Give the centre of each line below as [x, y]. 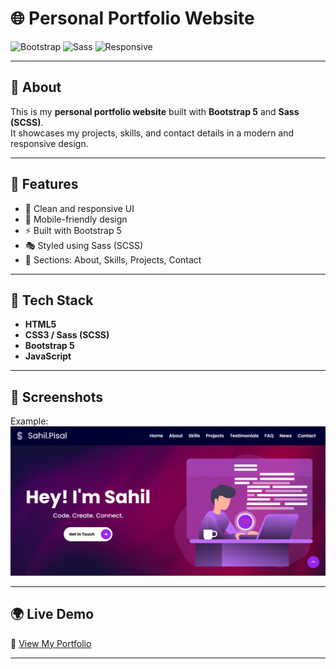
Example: [29, 421]
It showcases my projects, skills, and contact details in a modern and [152, 133]
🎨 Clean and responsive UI [79, 208]
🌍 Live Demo [52, 614]
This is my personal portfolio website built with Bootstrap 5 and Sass [155, 111]
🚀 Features [44, 184]
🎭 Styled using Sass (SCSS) [84, 245]
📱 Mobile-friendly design [76, 219]
